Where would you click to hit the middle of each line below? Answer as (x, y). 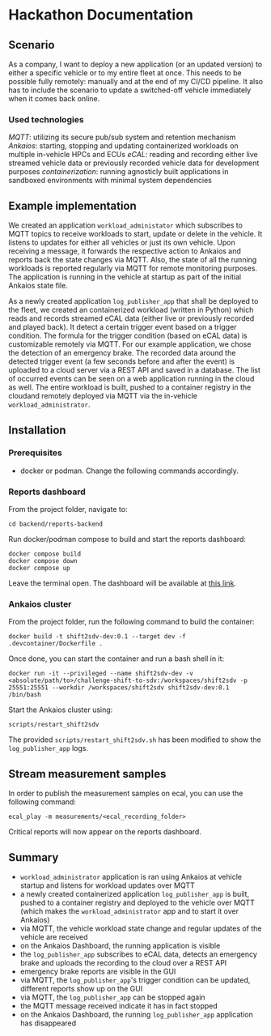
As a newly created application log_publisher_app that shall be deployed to (133, 301)
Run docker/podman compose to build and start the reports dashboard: (127, 539)
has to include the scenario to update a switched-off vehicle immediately (130, 90)
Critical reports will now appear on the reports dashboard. (105, 832)
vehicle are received (54, 937)
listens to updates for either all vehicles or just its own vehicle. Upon (122, 243)
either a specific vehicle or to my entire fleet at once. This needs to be (125, 73)
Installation (37, 430)
